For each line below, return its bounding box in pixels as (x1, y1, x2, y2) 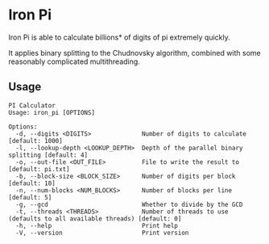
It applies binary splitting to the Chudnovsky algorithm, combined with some (8, 48, 262, 57)
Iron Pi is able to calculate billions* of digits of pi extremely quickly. (8, 32, 231, 42)
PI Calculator (8, 101, 56, 110)
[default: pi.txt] (8, 165, 70, 173)
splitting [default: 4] (8, 151, 89, 159)
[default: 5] (8, 193, 52, 201)
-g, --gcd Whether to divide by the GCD (15, 200, 243, 208)
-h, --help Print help (15, 221, 179, 229)
